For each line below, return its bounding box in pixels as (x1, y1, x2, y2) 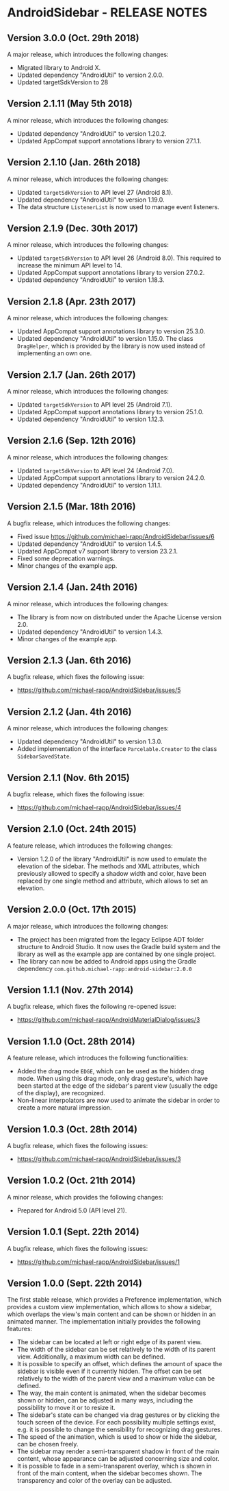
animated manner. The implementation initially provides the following (7, 1317, 201, 1326)
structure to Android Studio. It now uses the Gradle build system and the (16, 942, 221, 951)
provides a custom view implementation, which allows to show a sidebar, (7, 1303, 212, 1311)
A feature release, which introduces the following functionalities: (7, 1054, 189, 1062)
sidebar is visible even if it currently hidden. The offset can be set (16, 1367, 202, 1376)
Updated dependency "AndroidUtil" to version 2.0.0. (16, 71, 164, 79)
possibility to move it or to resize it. (16, 1404, 116, 1412)
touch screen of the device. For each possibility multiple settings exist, (16, 1418, 216, 1427)
